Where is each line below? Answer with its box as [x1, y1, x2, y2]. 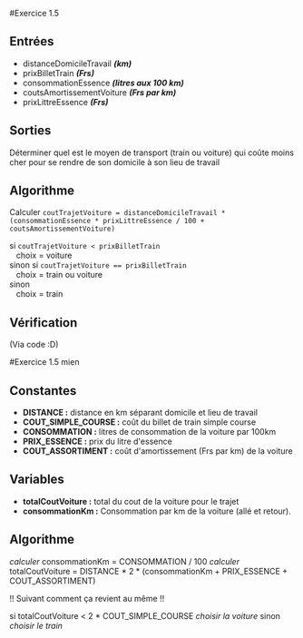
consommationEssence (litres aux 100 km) [22, 77, 184, 88]
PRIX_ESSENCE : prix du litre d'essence [22, 436, 172, 447]
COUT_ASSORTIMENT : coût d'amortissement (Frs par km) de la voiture [22, 446, 293, 456]
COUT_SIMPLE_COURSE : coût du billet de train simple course [22, 417, 257, 427]
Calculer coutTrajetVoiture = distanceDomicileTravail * [9, 207, 226, 218]
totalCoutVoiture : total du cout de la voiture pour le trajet [22, 496, 239, 506]
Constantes [9, 383, 77, 398]
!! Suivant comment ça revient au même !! [9, 593, 165, 604]
